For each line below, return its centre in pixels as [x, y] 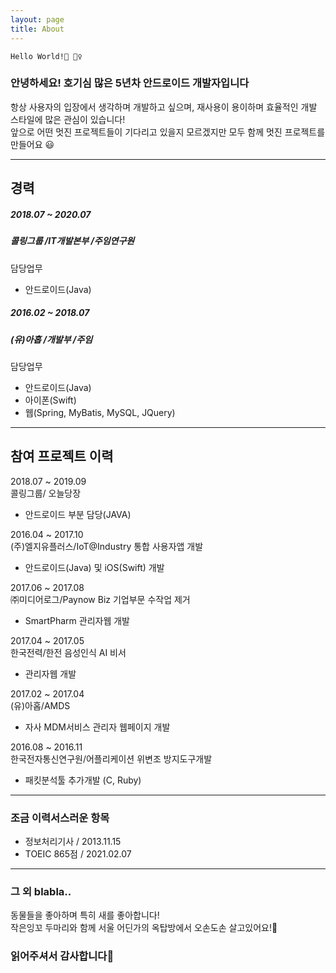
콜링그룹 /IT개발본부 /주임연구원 [72, 241]
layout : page [37, 19]
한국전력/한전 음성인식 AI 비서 [68, 652]
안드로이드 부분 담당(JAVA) [78, 514]
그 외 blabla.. [41, 891]
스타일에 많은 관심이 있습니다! [68, 119]
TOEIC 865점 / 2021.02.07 [78, 853]
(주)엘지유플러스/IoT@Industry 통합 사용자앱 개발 [107, 546]
